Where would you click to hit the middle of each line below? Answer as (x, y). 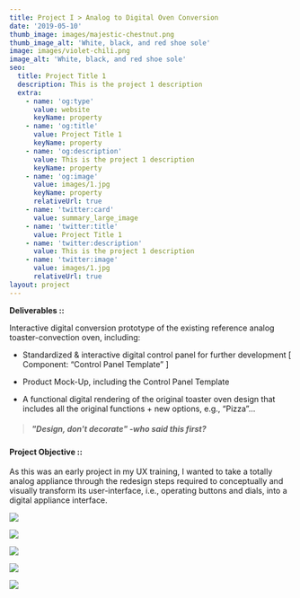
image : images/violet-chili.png (70, 51)
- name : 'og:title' (62, 127)
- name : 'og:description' (74, 151)
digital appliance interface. (58, 500)
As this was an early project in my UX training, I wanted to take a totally (141, 471)
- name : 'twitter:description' (84, 243)
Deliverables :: (37, 310)
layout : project (40, 285)
